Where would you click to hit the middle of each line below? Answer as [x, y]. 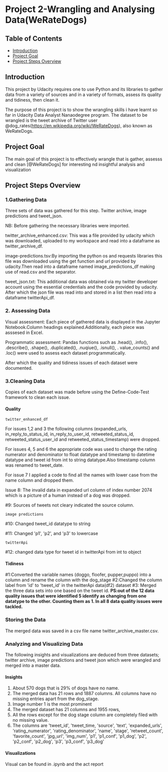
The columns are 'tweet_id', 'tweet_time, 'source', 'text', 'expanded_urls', [87, 726]
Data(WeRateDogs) [46, 20]
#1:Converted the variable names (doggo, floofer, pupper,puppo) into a [78, 575]
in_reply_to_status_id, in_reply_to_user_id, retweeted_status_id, [70, 434]
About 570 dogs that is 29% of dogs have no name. [66, 688]
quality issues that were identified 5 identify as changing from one [76, 596]
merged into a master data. [33, 665]
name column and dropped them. [40, 480]
